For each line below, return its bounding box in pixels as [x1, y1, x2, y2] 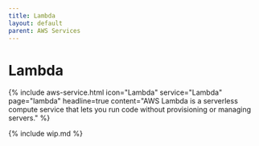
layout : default [8, 19, 63, 27]
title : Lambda [8, 11, 56, 20]
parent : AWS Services [8, 26, 81, 34]
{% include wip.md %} [8, 129, 83, 139]
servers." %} [8, 113, 51, 123]
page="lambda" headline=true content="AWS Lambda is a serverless [8, 96, 239, 106]
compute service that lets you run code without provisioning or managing [8, 105, 252, 115]
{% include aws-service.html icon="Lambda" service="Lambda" [8, 87, 223, 97]
